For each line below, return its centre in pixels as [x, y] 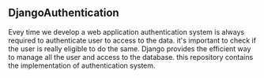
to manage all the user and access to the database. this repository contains [131, 57]
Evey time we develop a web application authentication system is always [126, 32]
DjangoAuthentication [64, 13]
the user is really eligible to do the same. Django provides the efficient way [130, 48]
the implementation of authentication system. [82, 65]
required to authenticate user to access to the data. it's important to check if [132, 40]
